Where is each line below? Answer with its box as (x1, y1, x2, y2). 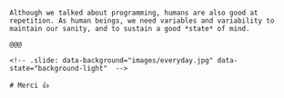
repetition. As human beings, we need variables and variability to (9, 16, 275, 25)
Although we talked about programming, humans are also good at (9, 8, 259, 17)
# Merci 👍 (9, 81, 50, 90)
